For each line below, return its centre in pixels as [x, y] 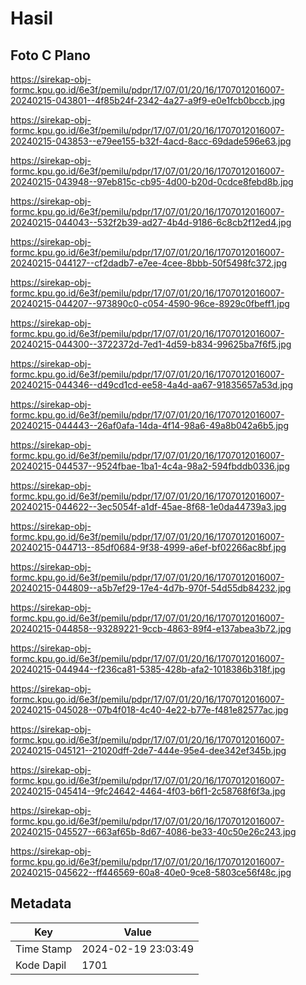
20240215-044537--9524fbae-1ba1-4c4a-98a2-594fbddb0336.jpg [150, 466]
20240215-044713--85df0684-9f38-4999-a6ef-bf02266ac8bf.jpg [148, 547]
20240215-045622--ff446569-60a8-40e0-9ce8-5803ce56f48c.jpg [151, 872]
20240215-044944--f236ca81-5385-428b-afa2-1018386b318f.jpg [148, 669]
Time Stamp [44, 949]
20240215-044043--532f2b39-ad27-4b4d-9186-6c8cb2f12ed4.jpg [151, 222]
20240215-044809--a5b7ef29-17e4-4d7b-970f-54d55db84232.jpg [151, 588]
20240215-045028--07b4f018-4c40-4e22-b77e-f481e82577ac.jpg [149, 710]
